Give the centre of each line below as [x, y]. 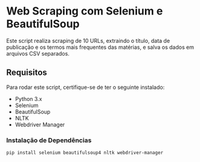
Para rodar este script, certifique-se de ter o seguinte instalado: [85, 87]
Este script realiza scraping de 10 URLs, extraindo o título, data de [88, 40]
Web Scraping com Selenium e [85, 11]
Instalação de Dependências [49, 140]
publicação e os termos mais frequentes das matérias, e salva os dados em [100, 47]
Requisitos [27, 73]
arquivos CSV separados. [38, 53]
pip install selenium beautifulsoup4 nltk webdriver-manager [85, 153]
